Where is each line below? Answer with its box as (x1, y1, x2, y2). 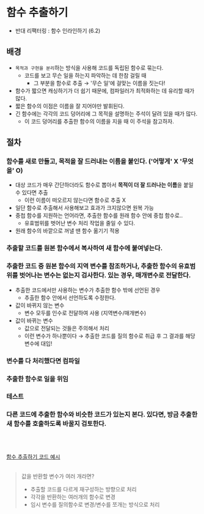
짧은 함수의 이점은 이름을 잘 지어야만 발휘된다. (15, 102, 125, 110)
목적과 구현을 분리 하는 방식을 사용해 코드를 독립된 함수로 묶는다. (15, 64, 164, 71)
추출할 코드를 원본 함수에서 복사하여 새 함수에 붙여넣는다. (6, 244, 163, 253)
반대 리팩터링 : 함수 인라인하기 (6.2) (15, 27, 101, 34)
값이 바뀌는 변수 (15, 316, 53, 324)
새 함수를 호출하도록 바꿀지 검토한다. (6, 420, 107, 428)
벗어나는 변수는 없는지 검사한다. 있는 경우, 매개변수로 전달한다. (19, 271, 191, 280)
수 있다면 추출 (15, 189, 48, 196)
